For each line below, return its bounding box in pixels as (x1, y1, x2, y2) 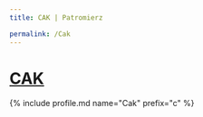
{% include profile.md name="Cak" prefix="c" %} (9, 98, 195, 109)
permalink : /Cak (9, 29, 71, 39)
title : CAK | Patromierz (9, 13, 103, 22)
